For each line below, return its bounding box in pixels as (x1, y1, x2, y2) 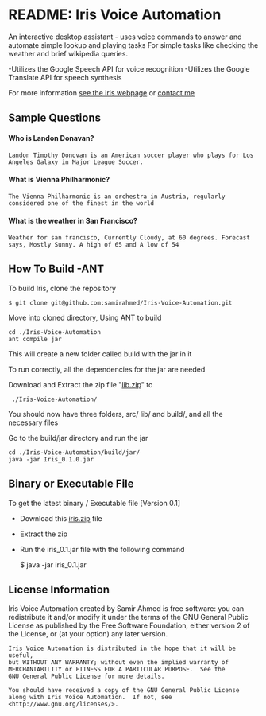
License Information (8, 582, 110, 596)
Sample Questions (8, 111, 102, 125)
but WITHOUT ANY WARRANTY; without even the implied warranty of (8, 659, 229, 667)
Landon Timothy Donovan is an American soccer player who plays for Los (8, 151, 254, 159)
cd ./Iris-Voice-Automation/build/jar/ (8, 448, 141, 457)
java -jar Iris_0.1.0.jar (8, 455, 94, 463)
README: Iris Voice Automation (8, 6, 222, 24)
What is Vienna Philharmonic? (8, 175, 110, 185)
